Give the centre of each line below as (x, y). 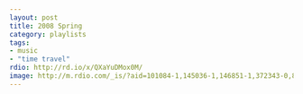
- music (24, 51)
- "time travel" (40, 59)
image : (22, 76)
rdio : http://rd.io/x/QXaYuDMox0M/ (76, 68)
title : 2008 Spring (46, 26)
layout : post (34, 17)
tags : (19, 43)
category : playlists (48, 34)
